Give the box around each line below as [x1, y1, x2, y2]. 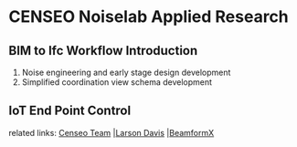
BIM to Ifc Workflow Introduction [8, 43, 198, 58]
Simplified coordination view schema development [21, 77, 212, 88]
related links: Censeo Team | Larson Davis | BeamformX [8, 127, 215, 138]
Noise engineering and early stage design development [21, 67, 231, 78]
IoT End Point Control [8, 103, 132, 119]
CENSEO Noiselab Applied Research [8, 6, 289, 27]
